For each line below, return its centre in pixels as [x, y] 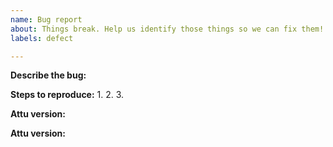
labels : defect [42, 38]
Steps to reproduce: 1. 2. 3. [67, 95]
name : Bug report [46, 19]
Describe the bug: [48, 75]
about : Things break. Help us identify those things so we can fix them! [167, 29]
